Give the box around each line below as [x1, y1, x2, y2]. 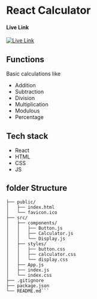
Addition [14, 82, 36, 89]
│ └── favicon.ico [6, 209, 58, 215]
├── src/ [6, 215, 28, 221]
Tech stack [6, 131, 48, 141]
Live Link [6, 23, 29, 30]
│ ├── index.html [6, 204, 55, 210]
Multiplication [14, 101, 49, 108]
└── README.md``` [6, 288, 50, 294]
